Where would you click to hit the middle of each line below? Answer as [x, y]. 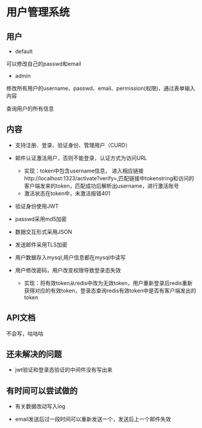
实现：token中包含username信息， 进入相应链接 [84, 171]
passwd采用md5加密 [41, 219]
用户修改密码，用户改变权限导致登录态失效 [68, 270]
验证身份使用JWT [37, 206]
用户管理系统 [38, 12]
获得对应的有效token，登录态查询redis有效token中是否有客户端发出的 [110, 291]
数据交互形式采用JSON [43, 231]
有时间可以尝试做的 [42, 390]
